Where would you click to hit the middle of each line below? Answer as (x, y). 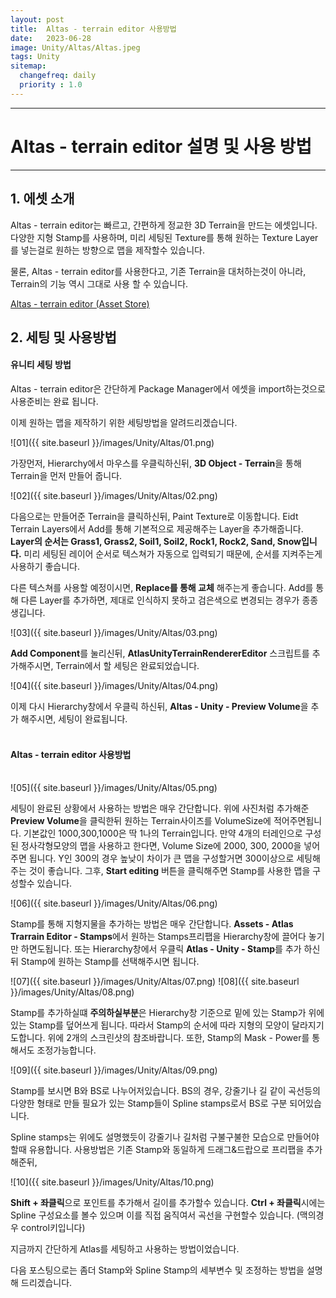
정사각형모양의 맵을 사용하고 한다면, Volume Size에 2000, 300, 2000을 (161, 846)
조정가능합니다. (66, 1050)
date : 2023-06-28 (51, 38)
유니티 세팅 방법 (41, 365)
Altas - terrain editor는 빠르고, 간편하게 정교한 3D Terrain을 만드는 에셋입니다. (164, 225)
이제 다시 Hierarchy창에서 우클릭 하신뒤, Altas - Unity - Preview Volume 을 (159, 707)
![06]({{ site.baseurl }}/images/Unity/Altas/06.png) (114, 903)
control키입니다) (53, 1228)
